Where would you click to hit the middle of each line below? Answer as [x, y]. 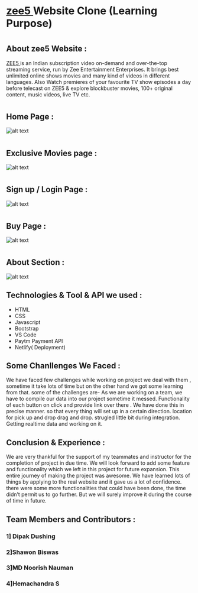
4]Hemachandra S [33, 584]
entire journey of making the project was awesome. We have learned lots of [98, 476]
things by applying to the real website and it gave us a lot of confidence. [94, 482]
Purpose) [29, 23]
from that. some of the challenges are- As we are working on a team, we [94, 393]
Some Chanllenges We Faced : [64, 366]
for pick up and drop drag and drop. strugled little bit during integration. [93, 417]
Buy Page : [26, 226]
